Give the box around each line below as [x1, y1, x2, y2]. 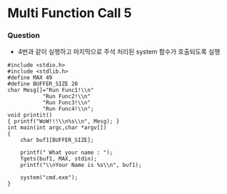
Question [7, 31, 41, 41]
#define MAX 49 [7, 74, 53, 81]
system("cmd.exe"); [20, 174, 79, 181]
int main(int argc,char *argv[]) [7, 124, 107, 131]
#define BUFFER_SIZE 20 [7, 81, 79, 88]
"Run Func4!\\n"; [42, 106, 94, 113]
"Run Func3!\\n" [42, 99, 91, 106]
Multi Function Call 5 [7, 5, 132, 21]
